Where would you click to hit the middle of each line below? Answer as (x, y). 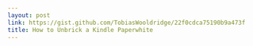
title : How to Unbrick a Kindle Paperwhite (80, 30)
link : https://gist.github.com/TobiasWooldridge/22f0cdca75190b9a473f (126, 23)
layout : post (29, 15)
